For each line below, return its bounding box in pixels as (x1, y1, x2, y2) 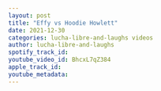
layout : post (8, 11, 51, 20)
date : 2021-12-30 (8, 26, 66, 34)
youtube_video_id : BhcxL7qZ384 (8, 56, 111, 64)
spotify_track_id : (8, 48, 69, 56)
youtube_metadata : (8, 70, 69, 78)
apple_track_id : (8, 63, 62, 71)
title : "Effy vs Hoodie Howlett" (8, 19, 118, 27)
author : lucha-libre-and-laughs (8, 41, 114, 49)
